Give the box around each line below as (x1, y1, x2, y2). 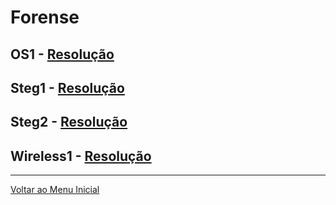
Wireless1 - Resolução (10, 147, 152, 165)
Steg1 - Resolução (10, 79, 125, 96)
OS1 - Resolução (10, 46, 115, 63)
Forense (10, 6, 80, 29)
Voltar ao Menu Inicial (10, 184, 100, 196)
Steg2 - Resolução (10, 114, 128, 131)
